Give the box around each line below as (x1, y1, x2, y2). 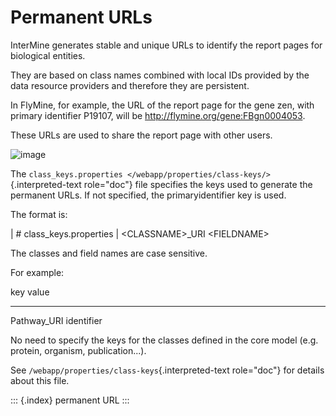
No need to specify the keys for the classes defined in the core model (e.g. (10, 334, 319, 346)
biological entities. (10, 49, 86, 61)
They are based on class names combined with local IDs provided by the (10, 69, 310, 81)
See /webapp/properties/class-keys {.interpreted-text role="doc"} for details (10, 364, 325, 376)
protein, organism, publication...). (10, 344, 147, 356)
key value (10, 286, 50, 298)
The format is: (10, 208, 68, 220)
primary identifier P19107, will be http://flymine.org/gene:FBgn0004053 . (10, 109, 306, 121)
